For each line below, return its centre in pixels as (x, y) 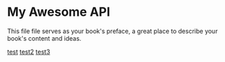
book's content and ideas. (44, 38)
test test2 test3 (29, 52)
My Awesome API (59, 12)
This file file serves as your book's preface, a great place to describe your (112, 31)
